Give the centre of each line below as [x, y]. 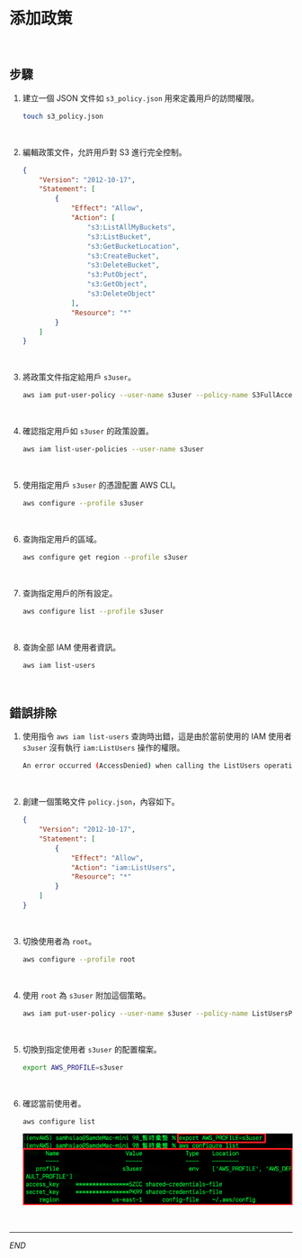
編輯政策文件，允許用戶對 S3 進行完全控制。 [104, 152]
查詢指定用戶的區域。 [62, 539]
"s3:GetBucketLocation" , [133, 246]
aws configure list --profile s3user [93, 611]
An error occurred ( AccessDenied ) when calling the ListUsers [141, 766]
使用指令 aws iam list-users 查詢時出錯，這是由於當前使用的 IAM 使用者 [157, 736]
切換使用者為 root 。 [59, 941]
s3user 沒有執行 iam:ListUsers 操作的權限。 [103, 748]
